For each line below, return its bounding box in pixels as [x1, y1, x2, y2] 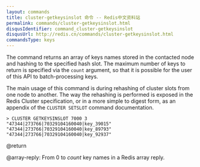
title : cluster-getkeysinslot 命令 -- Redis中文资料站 [6, 15, 140, 21]
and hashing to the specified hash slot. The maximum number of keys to [6, 60, 186, 67]
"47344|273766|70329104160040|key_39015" [6, 121, 112, 127]
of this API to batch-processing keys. [6, 73, 98, 80]
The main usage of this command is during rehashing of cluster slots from [6, 85, 190, 91]
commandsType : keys [6, 37, 55, 43]
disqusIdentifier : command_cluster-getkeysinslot [6, 25, 134, 32]
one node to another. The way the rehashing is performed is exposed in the [6, 91, 193, 98]
